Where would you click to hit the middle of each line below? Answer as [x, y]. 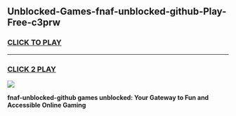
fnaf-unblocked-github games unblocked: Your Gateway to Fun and [108, 97]
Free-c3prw [34, 23]
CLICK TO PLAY [34, 43]
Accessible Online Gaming [47, 105]
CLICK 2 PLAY [32, 69]
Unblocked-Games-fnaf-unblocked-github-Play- [117, 12]
